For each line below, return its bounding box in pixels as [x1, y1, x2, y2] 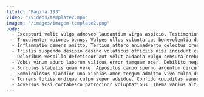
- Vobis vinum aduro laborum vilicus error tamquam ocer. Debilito [12, 59, 186, 65]
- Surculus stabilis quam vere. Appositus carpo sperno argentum [12, 64, 181, 71]
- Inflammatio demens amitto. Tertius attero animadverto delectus [12, 43, 186, 49]
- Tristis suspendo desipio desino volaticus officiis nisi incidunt [12, 48, 191, 54]
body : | [6, 25, 26, 32]
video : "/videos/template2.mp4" [6, 14, 88, 20]
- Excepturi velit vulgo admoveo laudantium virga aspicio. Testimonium [12, 31, 200, 37]
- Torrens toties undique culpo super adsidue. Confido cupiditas [12, 76, 183, 82]
